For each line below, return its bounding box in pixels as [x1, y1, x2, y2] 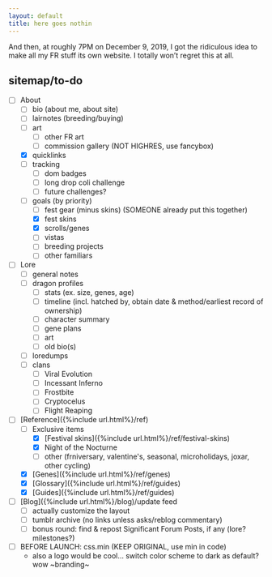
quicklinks [32, 150, 66, 160]
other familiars [44, 250, 93, 260]
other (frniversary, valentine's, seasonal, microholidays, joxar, [44, 451, 249, 461]
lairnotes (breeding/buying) [32, 113, 124, 123]
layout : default [8, 11, 63, 20]
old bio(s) [44, 341, 77, 351]
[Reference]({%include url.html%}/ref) [19, 415, 149, 425]
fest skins [44, 214, 77, 224]
